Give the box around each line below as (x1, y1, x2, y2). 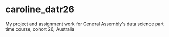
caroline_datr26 (5, 4, 74, 15)
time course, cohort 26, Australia (5, 26, 75, 32)
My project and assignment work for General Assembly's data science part (5, 21, 164, 27)
